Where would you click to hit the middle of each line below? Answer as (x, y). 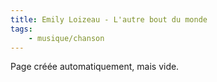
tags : (21, 29)
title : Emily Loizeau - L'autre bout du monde (109, 19)
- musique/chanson (66, 38)
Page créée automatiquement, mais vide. (95, 67)
